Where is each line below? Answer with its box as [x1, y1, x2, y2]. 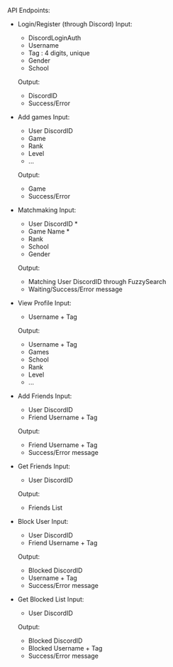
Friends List [28, 503, 62, 512]
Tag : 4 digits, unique [28, 49, 90, 57]
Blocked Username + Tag [28, 644, 103, 652]
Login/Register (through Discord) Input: [17, 20, 133, 28]
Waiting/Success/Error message [28, 285, 123, 293]
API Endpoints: [7, 6, 51, 14]
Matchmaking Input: [17, 206, 77, 214]
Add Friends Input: [17, 392, 72, 400]
